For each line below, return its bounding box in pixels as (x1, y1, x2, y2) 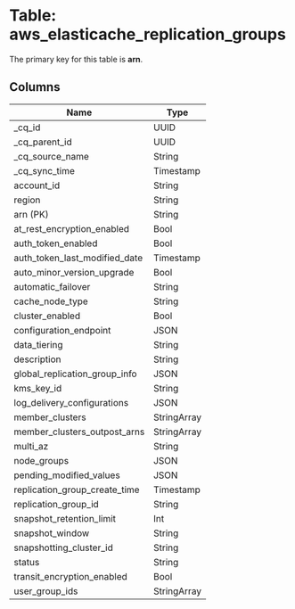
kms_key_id (13, 382, 62, 394)
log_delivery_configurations (13, 396, 129, 408)
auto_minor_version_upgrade (13, 266, 135, 278)
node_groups (13, 454, 70, 466)
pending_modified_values (13, 469, 120, 481)
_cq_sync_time (13, 164, 76, 177)
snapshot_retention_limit (13, 512, 117, 524)
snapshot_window (13, 527, 90, 539)
